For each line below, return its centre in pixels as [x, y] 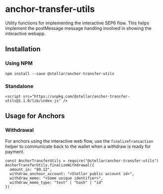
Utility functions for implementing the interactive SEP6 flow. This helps [77, 23]
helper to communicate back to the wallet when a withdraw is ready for [78, 146]
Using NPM [19, 63]
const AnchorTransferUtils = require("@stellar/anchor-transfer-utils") [82, 161]
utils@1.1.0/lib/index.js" [33, 100]
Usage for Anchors [35, 116]
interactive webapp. [26, 33]
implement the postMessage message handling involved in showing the [78, 28]
